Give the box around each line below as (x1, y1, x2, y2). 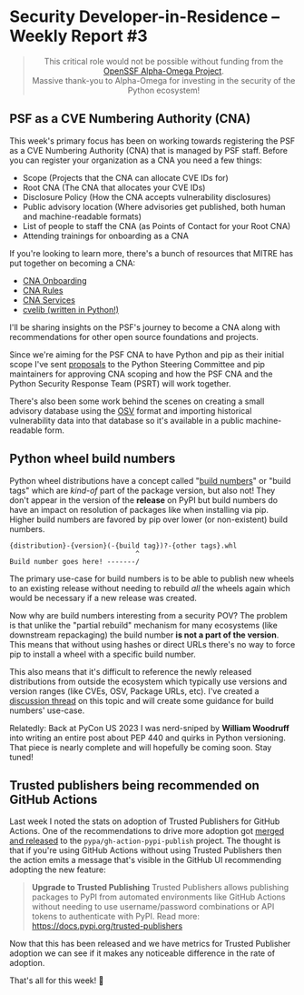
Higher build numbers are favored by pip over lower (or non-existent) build (9, 514, 289, 525)
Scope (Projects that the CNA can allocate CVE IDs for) (22, 172, 229, 183)
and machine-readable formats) (22, 211, 142, 222)
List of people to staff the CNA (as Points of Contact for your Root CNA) (22, 220, 291, 231)
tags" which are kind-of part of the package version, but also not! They (9, 485, 276, 496)
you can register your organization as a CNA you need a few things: (9, 155, 263, 166)
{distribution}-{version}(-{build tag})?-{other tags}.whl (9, 541, 238, 550)
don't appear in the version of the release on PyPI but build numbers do (9, 494, 279, 506)
